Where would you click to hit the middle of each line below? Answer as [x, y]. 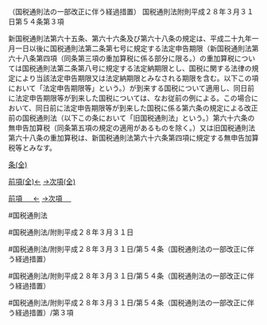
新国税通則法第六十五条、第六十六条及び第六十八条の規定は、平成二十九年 [130, 39]
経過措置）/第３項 [44, 313]
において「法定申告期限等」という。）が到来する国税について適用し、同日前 [132, 88]
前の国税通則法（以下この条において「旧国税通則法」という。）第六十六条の [132, 118]
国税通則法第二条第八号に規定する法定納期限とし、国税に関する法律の [137, 68]
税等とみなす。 [33, 148]
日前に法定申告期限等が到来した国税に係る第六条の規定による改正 [150, 108]
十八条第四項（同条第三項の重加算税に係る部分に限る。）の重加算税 [124, 58]
